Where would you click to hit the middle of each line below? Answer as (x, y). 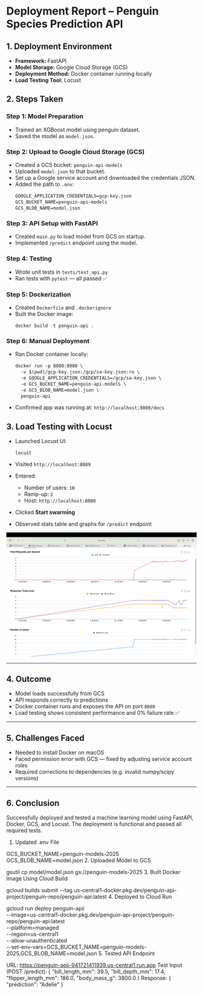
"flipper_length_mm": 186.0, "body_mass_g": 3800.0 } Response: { (89, 978)
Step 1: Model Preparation (45, 116)
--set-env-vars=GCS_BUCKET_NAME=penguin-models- (76, 947)
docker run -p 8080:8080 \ (49, 366)
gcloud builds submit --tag (40, 890)
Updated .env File (37, 842)
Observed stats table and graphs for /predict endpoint (83, 524)
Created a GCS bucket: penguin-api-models (69, 165)
